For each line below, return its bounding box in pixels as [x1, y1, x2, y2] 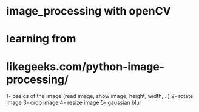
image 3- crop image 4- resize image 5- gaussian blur [6, 99, 141, 107]
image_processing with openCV [6, 4, 171, 18]
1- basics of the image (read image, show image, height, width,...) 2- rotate [6, 93, 194, 100]
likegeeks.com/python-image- [6, 59, 165, 73]
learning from [6, 32, 76, 46]
